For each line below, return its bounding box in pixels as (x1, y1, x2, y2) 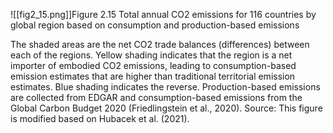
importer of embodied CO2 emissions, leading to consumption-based (10, 60, 297, 71)
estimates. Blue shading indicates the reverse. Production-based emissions (10, 81, 321, 93)
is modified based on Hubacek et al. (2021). (10, 113, 190, 124)
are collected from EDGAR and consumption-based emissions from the (10, 92, 303, 103)
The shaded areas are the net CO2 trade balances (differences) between (10, 39, 310, 50)
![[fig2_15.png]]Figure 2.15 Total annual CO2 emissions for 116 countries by (10, 9, 317, 20)
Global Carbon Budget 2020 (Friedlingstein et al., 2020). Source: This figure (10, 102, 323, 114)
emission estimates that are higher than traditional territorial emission (10, 70, 296, 82)
